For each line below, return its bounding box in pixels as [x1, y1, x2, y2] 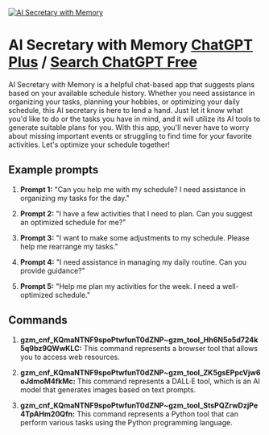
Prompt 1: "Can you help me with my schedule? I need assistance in [19, 184, 246, 194]
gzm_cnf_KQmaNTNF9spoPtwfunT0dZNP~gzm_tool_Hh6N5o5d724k [19, 335, 259, 345]
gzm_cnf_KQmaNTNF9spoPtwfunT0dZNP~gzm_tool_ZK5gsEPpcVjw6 [19, 367, 261, 377]
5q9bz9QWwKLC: [19, 343, 82, 353]
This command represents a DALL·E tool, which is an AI [77, 376, 260, 386]
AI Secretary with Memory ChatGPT [8, 36, 254, 54]
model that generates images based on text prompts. [19, 384, 197, 395]
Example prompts [8, 163, 99, 177]
